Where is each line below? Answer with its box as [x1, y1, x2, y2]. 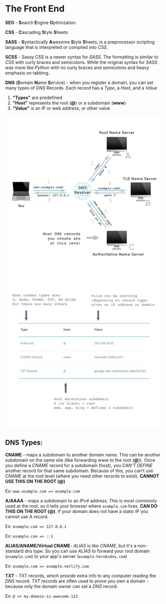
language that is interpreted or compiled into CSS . [5, 44, 108, 50]
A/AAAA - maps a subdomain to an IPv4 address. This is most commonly [5, 497, 157, 503]
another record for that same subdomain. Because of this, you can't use [5, 467, 153, 473]
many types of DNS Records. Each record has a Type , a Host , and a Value [5, 84, 157, 90]
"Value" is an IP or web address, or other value [12, 105, 110, 111]
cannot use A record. [5, 513, 49, 519]
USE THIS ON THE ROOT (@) [5, 478, 65, 484]
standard [5, 548, 24, 554]
